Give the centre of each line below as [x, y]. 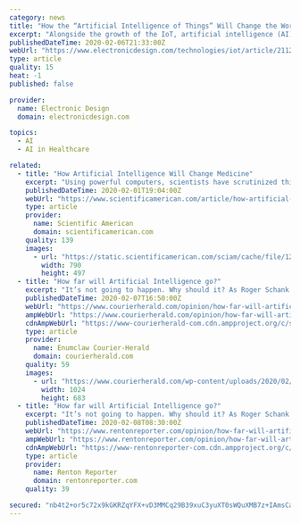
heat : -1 [25, 76]
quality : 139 [50, 240]
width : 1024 [64, 389]
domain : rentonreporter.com [85, 481]
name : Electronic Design [63, 108]
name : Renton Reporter [75, 473]
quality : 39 [47, 489]
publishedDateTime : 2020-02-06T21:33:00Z [87, 42]
